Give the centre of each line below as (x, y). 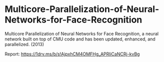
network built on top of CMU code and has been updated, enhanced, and (80, 39)
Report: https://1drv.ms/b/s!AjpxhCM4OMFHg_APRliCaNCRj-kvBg (72, 54)
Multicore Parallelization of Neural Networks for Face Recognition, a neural (81, 33)
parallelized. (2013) (24, 44)
